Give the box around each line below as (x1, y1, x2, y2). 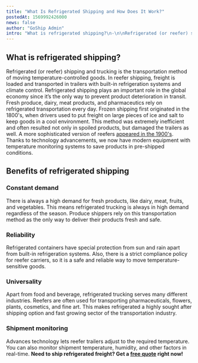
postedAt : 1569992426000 (6, 14, 67, 20)
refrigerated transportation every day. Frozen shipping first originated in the (6, 105, 190, 112)
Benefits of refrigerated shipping (6, 166, 130, 176)
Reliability (6, 231, 35, 239)
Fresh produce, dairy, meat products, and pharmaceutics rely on (6, 99, 163, 106)
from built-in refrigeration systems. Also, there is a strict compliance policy (6, 250, 187, 257)
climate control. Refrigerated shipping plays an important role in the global (6, 86, 186, 94)
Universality (6, 277, 42, 285)
